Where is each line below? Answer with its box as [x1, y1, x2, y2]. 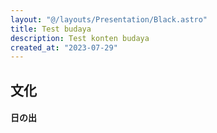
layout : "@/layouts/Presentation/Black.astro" [10, 14, 208, 25]
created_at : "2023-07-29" [10, 42, 118, 53]
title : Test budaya [10, 24, 92, 34]
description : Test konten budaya [10, 33, 150, 43]
